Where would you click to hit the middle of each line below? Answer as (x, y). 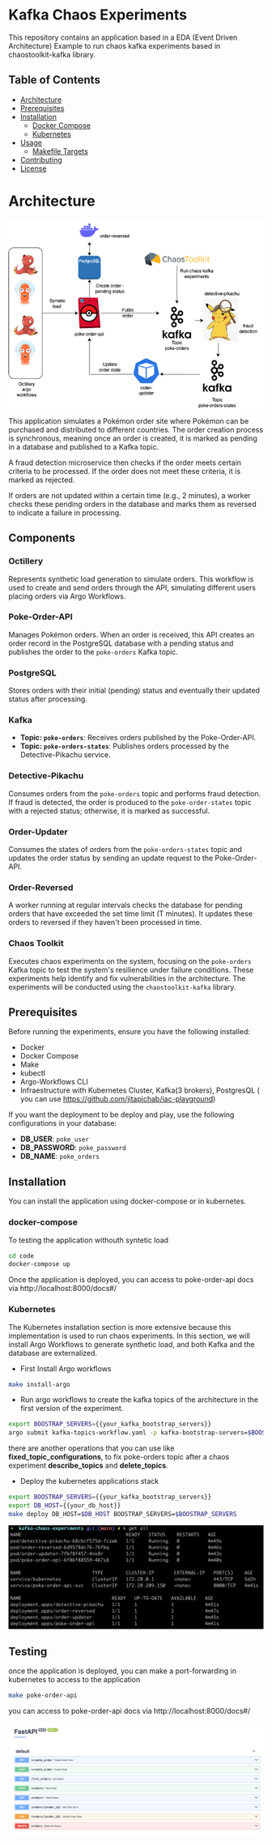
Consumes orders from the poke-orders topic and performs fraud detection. (135, 793)
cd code (21, 1256)
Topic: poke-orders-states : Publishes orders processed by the (124, 746)
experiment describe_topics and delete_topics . (88, 1466)
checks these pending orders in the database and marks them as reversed (132, 504)
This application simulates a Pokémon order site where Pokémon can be (129, 421)
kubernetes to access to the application (74, 1680)
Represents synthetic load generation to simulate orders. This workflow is (131, 579)
